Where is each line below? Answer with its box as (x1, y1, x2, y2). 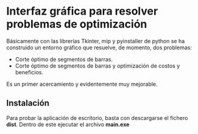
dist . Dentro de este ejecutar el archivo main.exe (6, 121, 130, 128)
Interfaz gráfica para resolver (6, 4, 158, 18)
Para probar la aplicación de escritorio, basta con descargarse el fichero (6, 114, 188, 121)
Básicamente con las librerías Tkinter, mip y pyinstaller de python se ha (6, 37, 185, 44)
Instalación (6, 98, 50, 108)
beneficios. (15, 68, 44, 76)
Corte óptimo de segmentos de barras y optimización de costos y (15, 62, 180, 69)
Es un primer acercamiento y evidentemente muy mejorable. (6, 80, 158, 88)
